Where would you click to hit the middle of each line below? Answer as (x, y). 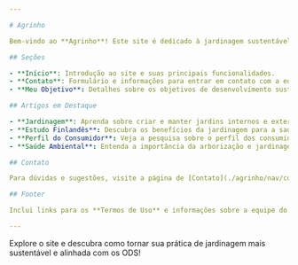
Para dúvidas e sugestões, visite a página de (97, 178)
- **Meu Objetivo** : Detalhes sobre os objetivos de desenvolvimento (141, 90)
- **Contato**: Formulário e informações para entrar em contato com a (144, 82)
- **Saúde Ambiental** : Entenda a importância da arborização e (130, 146)
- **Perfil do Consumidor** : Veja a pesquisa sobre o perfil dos (132, 138)
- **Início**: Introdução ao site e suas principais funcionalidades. (142, 73)
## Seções (27, 57)
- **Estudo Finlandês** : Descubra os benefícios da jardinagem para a (142, 129)
